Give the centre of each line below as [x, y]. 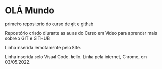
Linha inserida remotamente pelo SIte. [43, 47]
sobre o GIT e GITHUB [27, 38]
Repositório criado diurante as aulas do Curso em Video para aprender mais [81, 33]
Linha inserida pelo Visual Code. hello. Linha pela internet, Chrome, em [76, 57]
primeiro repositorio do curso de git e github [49, 24]
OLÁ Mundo [30, 10]
